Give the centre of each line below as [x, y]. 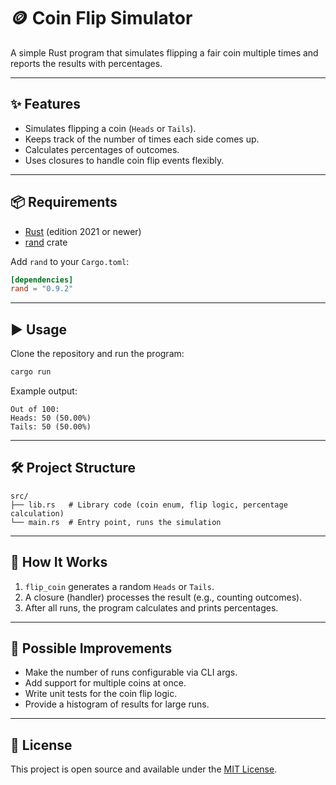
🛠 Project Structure [73, 468]
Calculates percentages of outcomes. [102, 149]
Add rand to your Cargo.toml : [70, 261]
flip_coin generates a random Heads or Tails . [119, 586]
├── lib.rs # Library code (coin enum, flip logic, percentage [149, 505]
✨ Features [45, 104]
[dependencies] [42, 280]
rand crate [46, 242]
